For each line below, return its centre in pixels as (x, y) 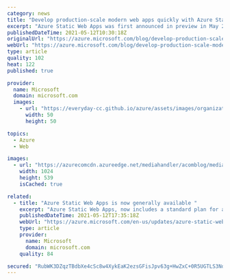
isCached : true (41, 184)
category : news (29, 13)
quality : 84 (36, 254)
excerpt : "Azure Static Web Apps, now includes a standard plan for (119, 209)
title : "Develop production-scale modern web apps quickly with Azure (110, 20)
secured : (20, 266)
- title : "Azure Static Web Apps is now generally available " (105, 203)
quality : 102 (26, 58)
